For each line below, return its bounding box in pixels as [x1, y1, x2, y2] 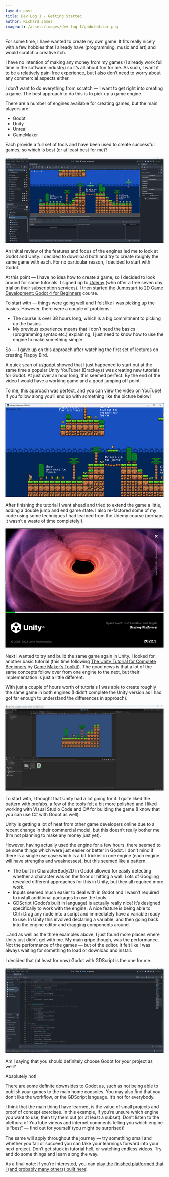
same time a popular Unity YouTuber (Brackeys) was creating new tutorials [5, 367, 160, 373]
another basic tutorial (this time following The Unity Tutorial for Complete [5, 658, 156, 664]
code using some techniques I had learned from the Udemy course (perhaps [5, 512, 164, 518]
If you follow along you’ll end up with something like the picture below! [5, 393, 151, 399]
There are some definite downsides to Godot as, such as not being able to [5, 1083, 158, 1089]
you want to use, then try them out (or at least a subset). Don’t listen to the [5, 1114, 159, 1120]
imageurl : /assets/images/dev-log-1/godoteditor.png [5, 24, 118, 29]
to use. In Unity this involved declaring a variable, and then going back [12, 916, 158, 923]
